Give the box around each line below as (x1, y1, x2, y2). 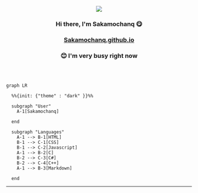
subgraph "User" (11, 103, 51, 109)
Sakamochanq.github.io (64, 35, 134, 44)
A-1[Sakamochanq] (16, 109, 60, 115)
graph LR (6, 83, 28, 89)
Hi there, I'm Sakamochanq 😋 (55, 19, 143, 28)
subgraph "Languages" (11, 129, 65, 135)
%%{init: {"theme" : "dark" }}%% (11, 93, 94, 99)
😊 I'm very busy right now (60, 51, 138, 60)
